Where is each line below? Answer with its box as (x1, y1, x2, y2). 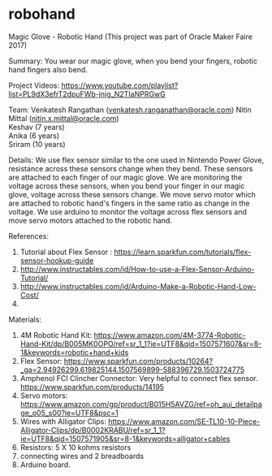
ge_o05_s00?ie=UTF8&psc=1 (19, 408, 119, 418)
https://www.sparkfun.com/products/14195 (19, 382, 165, 392)
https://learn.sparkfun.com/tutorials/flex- (114, 247, 252, 257)
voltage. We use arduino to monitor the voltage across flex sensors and (8, 206, 248, 216)
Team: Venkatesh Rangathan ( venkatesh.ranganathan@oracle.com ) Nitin (8, 105, 252, 115)
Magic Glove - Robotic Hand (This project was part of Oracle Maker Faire (8, 32, 253, 41)
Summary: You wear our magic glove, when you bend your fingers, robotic (8, 56, 258, 66)
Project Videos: (8, 80, 60, 90)
